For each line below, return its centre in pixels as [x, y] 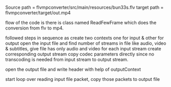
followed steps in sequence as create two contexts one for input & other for [85, 38]
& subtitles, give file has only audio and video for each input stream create [83, 49]
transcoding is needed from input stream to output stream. [67, 60]
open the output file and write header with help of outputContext [73, 69]
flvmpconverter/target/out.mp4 [38, 13]
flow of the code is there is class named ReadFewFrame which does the [81, 23]
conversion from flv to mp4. [34, 28]
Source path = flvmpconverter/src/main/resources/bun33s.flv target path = [84, 7]
